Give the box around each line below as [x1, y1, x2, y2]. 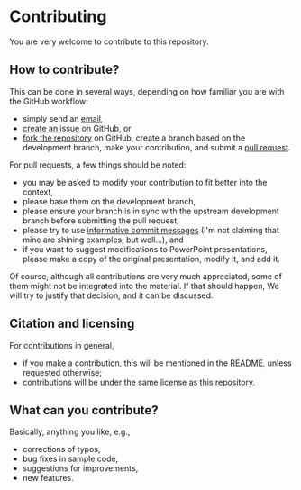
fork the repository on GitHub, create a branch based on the [22, 132, 246, 143]
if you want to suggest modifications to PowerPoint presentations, [22, 243, 268, 254]
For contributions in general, [9, 340, 114, 350]
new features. [22, 473, 74, 484]
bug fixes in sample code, [22, 453, 119, 465]
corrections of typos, [22, 444, 101, 455]
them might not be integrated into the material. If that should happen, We [9, 280, 279, 291]
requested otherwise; [22, 367, 102, 377]
